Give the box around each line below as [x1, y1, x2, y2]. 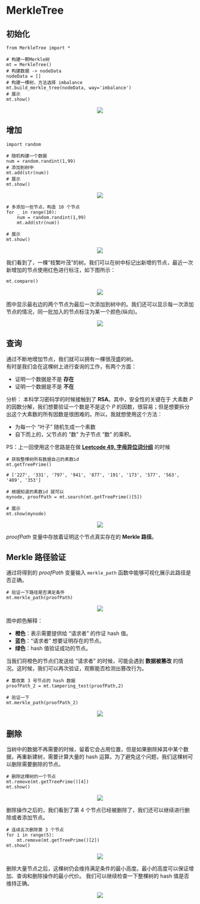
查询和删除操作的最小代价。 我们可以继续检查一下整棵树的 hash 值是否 [16, 872, 189, 880]
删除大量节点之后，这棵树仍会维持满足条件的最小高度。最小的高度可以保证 [6, 865, 189, 872]
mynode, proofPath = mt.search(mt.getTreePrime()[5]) [6, 494, 143, 500]
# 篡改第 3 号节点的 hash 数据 [6, 678, 76, 684]
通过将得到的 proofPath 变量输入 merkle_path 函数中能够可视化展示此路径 [6, 569, 186, 576]
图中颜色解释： [6, 617, 43, 624]
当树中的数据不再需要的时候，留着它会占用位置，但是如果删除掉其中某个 [6, 746, 183, 753]
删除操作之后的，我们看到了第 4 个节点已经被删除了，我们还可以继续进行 [6, 806, 185, 814]
